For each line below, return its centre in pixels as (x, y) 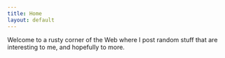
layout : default (31, 20)
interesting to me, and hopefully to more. (66, 47)
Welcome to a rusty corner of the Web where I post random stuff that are (112, 39)
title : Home (25, 13)
